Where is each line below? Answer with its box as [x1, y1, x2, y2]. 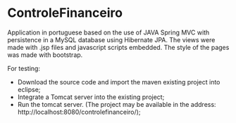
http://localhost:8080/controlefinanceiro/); [17, 108, 141, 116]
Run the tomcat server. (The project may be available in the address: [17, 100, 216, 108]
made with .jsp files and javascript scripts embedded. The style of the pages [7, 43, 230, 51]
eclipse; [17, 85, 41, 93]
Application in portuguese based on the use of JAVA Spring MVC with [7, 28, 210, 37]
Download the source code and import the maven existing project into [17, 77, 221, 86]
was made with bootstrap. [7, 51, 83, 59]
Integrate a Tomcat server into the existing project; [17, 93, 165, 101]
